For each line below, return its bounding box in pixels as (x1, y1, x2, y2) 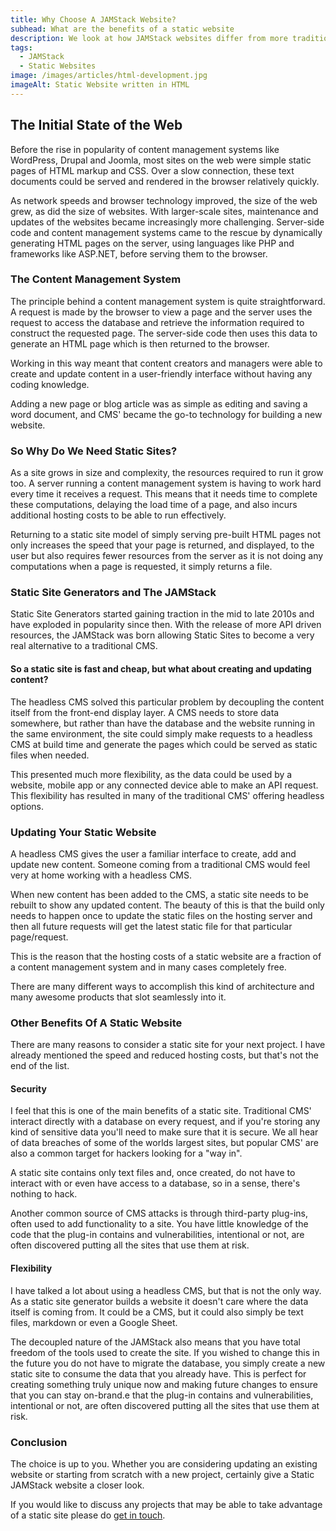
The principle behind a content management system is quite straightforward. (10, 295, 326, 307)
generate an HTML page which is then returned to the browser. (10, 337, 270, 350)
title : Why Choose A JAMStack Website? (10, 14, 177, 25)
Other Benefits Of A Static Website (10, 1016, 183, 1030)
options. (10, 800, 45, 812)
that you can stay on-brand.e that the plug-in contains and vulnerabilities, (10, 1389, 314, 1401)
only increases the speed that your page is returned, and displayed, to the (10, 539, 315, 551)
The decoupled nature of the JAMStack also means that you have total (10, 1336, 301, 1348)
